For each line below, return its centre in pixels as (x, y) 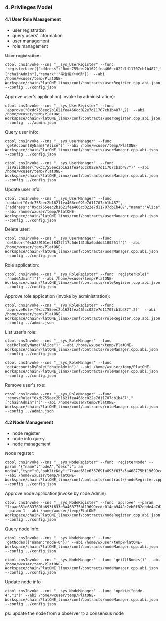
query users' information (37, 36)
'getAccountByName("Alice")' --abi (42, 146)
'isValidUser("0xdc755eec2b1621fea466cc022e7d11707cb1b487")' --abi (77, 168)
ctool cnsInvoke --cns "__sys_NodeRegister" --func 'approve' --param (79, 503)
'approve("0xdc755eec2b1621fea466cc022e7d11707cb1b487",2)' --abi (75, 110)
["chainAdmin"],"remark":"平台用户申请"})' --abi (55, 74)
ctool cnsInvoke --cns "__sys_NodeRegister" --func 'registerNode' (76, 462)
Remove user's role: (25, 385)
